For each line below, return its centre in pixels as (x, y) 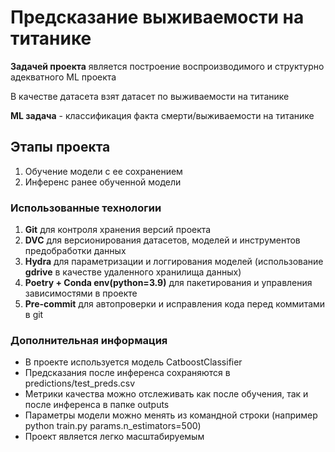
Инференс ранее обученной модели (103, 182)
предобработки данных (75, 251)
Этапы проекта (60, 147)
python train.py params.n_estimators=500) (113, 426)
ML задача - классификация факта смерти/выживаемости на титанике (162, 115)
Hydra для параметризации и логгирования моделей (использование (174, 262)
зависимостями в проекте (81, 293)
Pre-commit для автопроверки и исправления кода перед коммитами (175, 304)
